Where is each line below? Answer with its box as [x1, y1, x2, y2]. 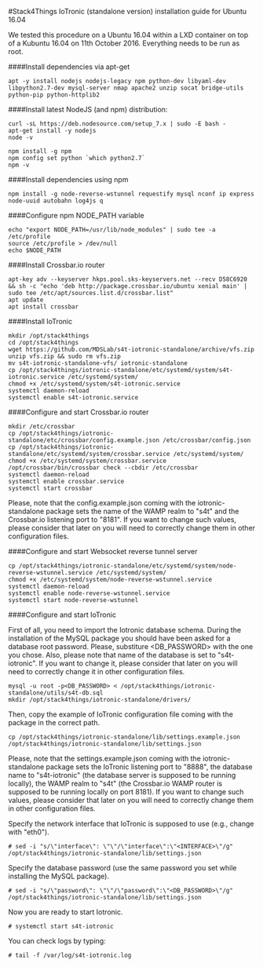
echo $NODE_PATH [8, 246, 61, 254]
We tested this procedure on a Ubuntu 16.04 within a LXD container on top [8, 31, 249, 39]
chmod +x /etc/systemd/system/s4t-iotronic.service [8, 380, 181, 388]
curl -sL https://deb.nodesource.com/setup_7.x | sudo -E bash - [8, 120, 226, 128]
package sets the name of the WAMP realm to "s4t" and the [46, 506, 239, 516]
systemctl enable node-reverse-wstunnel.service [8, 589, 170, 597]
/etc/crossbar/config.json [162, 436, 251, 444]
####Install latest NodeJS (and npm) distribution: [8, 105, 168, 114]
